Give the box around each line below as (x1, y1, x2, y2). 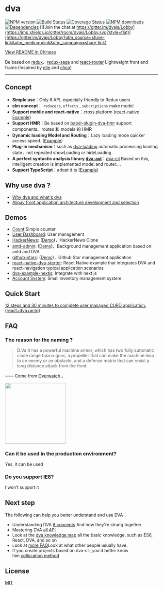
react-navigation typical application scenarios (12, 265, 104, 271)
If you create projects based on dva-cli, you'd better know (12, 548, 129, 554)
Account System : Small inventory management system (12, 276, 122, 281)
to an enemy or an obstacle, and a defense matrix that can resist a (16, 358, 149, 364)
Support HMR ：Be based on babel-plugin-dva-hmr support (12, 120, 132, 126)
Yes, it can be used (5, 461, 44, 467)
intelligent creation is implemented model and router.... (12, 161, 121, 167)
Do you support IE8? (5, 473, 54, 480)
